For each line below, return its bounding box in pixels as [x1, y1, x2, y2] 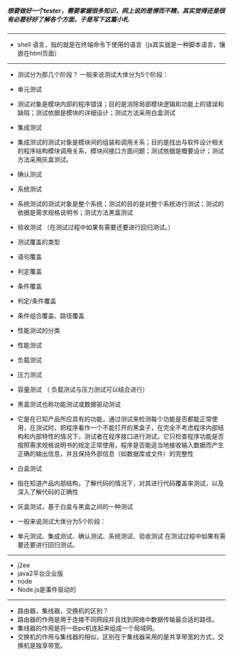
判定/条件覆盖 [17, 296, 57, 305]
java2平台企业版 [17, 569, 64, 578]
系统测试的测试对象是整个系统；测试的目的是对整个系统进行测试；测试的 [17, 199, 224, 208]
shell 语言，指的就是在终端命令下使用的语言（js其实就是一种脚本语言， [17, 40, 220, 49]
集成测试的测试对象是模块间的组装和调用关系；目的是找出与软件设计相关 [17, 137, 224, 146]
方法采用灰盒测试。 [17, 155, 73, 163]
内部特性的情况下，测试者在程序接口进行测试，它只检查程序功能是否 [29, 432, 224, 440]
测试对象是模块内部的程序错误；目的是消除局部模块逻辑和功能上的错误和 [17, 99, 224, 108]
